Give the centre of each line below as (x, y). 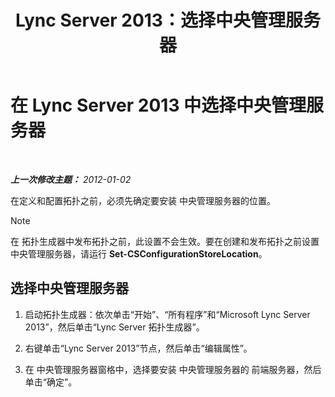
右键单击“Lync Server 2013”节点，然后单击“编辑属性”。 (138, 348)
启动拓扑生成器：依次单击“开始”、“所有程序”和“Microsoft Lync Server (167, 314)
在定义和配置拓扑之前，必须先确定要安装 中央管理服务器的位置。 (143, 200)
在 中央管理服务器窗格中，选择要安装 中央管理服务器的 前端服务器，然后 (173, 369)
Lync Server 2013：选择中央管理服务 (168, 20)
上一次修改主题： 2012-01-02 (71, 179)
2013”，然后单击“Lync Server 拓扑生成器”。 (114, 327)
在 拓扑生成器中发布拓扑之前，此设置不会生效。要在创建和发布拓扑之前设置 (165, 241)
